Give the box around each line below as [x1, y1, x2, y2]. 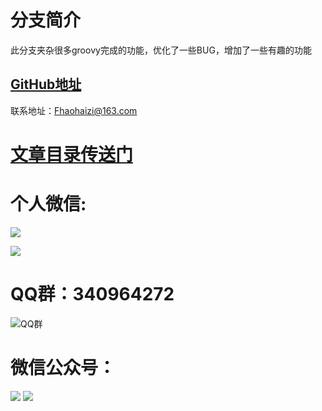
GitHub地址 [10, 76, 82, 93]
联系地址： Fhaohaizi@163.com [10, 104, 138, 116]
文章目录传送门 [10, 143, 134, 166]
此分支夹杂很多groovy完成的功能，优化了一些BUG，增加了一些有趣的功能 [10, 44, 312, 56]
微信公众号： [10, 357, 117, 379]
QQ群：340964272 [10, 283, 175, 306]
